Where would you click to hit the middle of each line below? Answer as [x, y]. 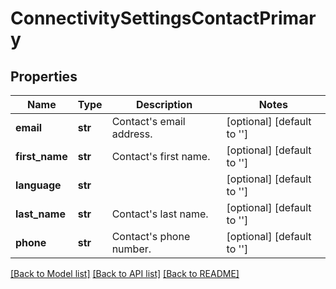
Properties [44, 76]
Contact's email [148, 121]
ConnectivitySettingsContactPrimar [163, 18]
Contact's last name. [160, 214]
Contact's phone [151, 236]
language [38, 185]
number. [131, 249]
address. [132, 134]
